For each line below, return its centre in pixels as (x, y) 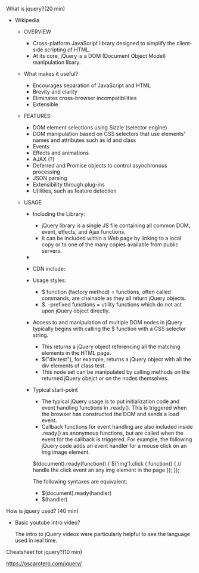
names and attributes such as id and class (84, 140)
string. (41, 335)
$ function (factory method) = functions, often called (106, 292)
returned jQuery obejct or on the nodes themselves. (105, 378)
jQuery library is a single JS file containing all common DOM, (116, 225)
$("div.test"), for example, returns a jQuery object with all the (116, 359)
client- (184, 43)
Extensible (45, 104)
